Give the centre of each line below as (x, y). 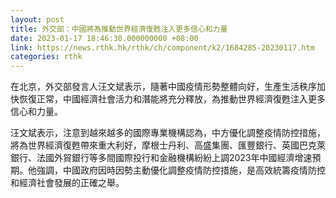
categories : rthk (46, 57)
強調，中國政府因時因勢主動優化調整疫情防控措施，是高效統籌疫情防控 (181, 170)
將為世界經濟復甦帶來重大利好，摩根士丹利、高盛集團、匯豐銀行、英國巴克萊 (168, 145)
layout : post (37, 19)
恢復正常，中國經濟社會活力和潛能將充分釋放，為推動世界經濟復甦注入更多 (172, 99)
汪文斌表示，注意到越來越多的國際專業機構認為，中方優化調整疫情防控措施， (168, 133)
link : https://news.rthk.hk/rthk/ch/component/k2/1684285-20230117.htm (162, 47)
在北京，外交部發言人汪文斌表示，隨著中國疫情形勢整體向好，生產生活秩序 (163, 87)
